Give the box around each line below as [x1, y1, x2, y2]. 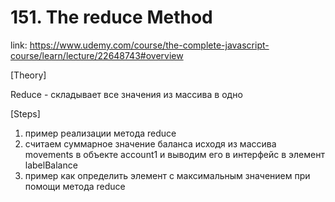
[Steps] [10, 107, 41, 120]
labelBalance [24, 159, 78, 171]
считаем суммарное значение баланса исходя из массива [24, 137, 277, 150]
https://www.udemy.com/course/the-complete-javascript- [29, 39, 270, 51]
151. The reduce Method [10, 6, 213, 29]
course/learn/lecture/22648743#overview [10, 49, 184, 61]
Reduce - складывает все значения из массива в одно [10, 88, 243, 100]
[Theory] [10, 69, 47, 81]
